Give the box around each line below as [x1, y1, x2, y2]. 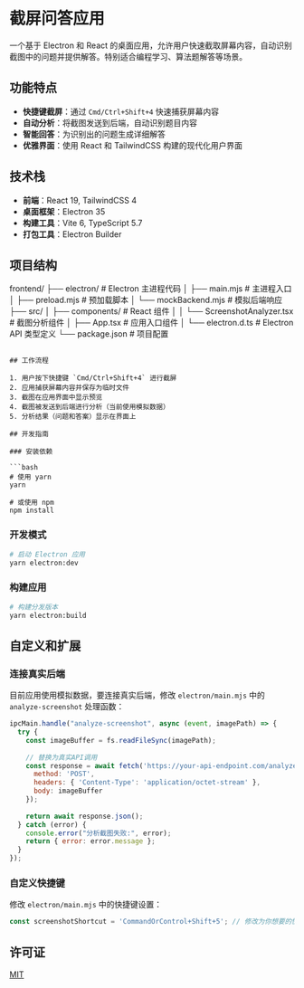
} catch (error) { [17, 820, 88, 829]
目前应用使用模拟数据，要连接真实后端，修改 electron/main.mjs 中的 [9, 689, 265, 701]
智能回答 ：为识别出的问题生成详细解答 [22, 128, 166, 139]
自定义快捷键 [9, 877, 66, 889]
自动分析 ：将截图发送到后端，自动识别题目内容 [22, 117, 197, 128]
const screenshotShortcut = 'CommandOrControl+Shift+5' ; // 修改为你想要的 [9, 917, 292, 926]
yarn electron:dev [9, 558, 79, 567]
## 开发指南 [9, 430, 50, 439]
